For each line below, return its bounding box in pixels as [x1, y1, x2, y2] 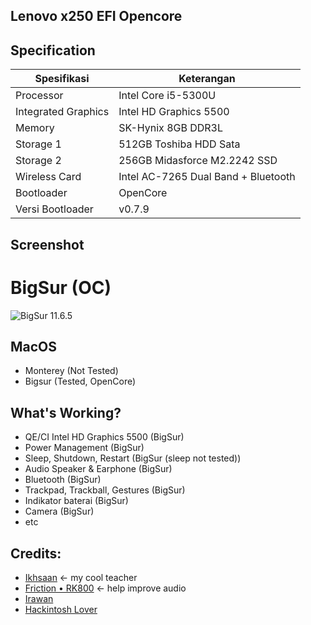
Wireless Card [15, 170, 82, 184]
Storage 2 [15, 154, 62, 168]
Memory [15, 121, 55, 135]
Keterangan [178, 72, 236, 86]
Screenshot [10, 236, 85, 253]
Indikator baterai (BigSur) [24, 495, 129, 507]
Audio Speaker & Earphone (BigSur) [24, 463, 173, 475]
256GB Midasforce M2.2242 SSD [118, 154, 278, 168]
